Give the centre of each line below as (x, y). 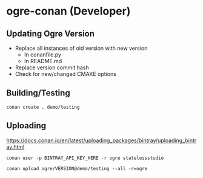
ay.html (15, 146)
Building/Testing (38, 93)
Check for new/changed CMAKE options (66, 74)
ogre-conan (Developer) (68, 11)
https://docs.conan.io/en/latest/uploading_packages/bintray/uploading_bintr (101, 140)
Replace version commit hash (52, 67)
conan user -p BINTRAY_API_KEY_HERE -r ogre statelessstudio (85, 158)
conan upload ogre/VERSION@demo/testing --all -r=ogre (77, 168)
